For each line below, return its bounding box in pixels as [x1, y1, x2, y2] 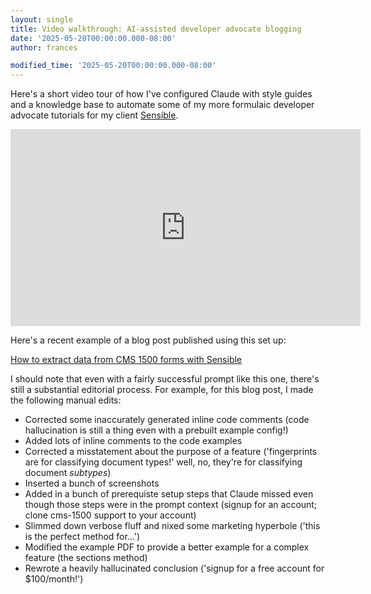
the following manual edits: [10, 394, 122, 406]
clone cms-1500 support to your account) [24, 509, 197, 521]
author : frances [10, 42, 78, 53]
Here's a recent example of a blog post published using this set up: [10, 334, 287, 346]
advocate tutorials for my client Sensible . [10, 109, 179, 121]
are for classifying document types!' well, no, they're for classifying [24, 456, 303, 468]
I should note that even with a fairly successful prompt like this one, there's [10, 373, 320, 385]
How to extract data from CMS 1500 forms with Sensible [10, 354, 243, 366]
